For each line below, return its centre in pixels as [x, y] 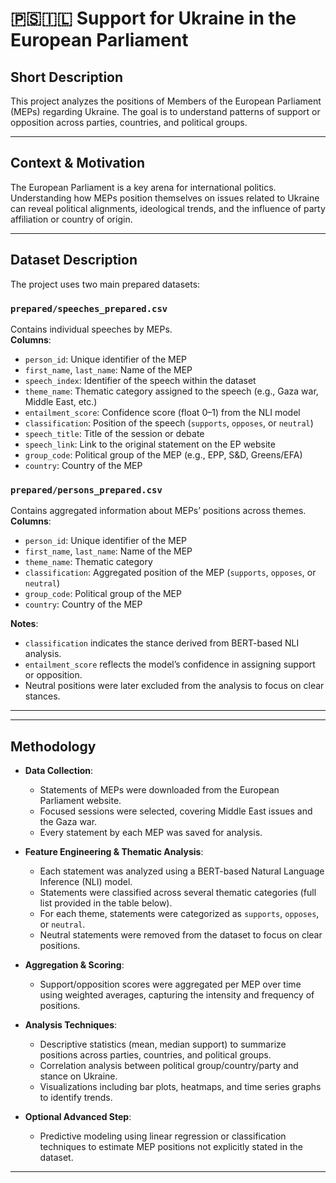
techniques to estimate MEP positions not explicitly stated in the [171, 1147]
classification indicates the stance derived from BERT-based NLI [162, 643]
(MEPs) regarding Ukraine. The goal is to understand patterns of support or [165, 111]
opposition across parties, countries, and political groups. [129, 122]
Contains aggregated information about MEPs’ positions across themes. [158, 511]
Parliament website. [80, 801]
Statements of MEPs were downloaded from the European [159, 790]
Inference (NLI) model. [86, 882]
